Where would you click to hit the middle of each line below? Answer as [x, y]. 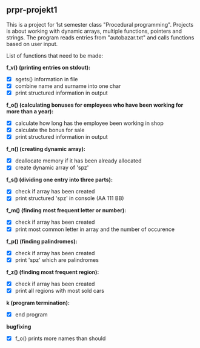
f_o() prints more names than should [60, 338]
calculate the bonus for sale [50, 130]
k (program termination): [38, 303]
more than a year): [30, 111]
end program [31, 314]
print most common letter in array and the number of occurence [95, 229]
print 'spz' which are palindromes [57, 259]
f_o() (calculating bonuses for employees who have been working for [95, 105]
